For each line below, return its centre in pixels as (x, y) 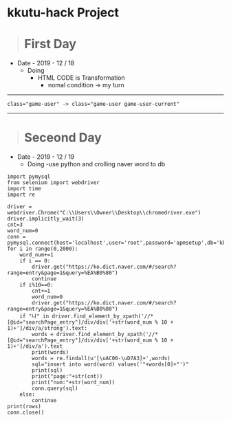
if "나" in (34, 316)
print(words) (51, 353)
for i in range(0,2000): (43, 249)
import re (21, 195)
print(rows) (24, 407)
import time (24, 189)
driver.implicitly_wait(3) (46, 219)
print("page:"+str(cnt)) (67, 377)
